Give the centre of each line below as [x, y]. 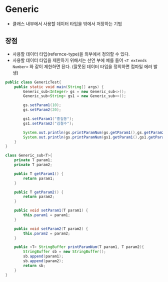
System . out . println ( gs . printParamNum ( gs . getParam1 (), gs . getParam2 [94, 132]
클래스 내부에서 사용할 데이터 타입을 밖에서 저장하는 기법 [67, 23]
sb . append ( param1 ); [43, 256]
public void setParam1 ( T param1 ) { [51, 210]
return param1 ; [39, 178]
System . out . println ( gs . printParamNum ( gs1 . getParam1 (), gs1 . [86, 137]
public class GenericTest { [33, 82]
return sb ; [34, 265]
